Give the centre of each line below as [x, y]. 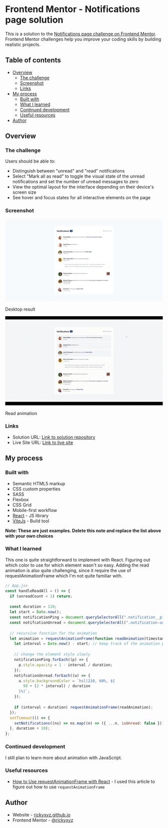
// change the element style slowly [52, 654]
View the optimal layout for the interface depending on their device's [83, 187]
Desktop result [20, 309]
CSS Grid [22, 505]
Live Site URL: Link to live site [43, 442]
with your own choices [29, 536]
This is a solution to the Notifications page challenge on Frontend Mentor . [81, 34]
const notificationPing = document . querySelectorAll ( [67, 617]
